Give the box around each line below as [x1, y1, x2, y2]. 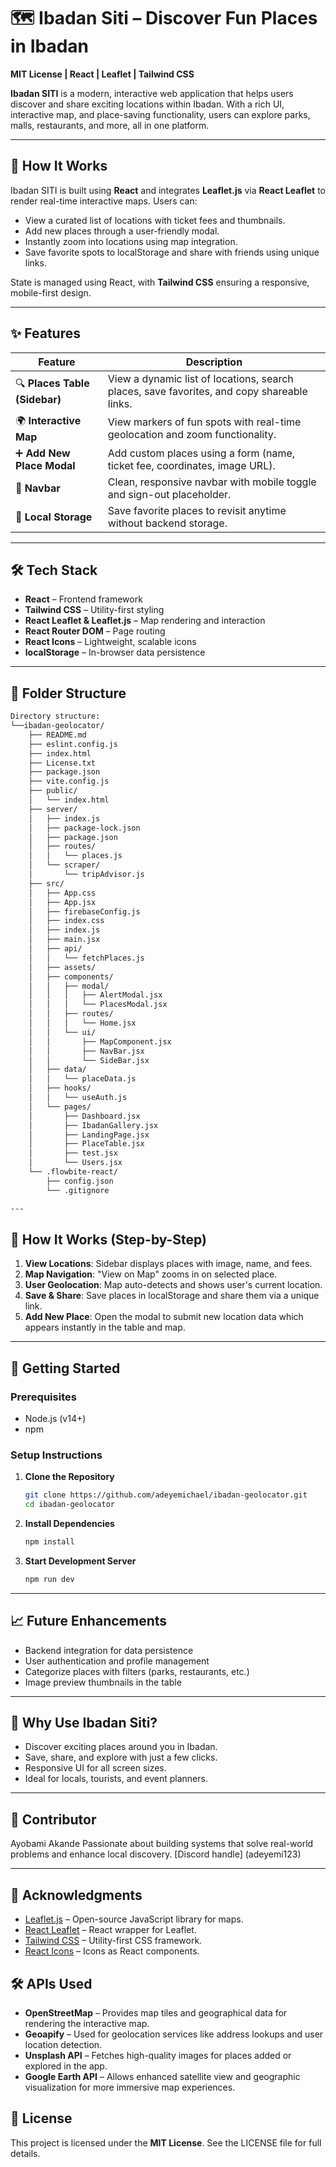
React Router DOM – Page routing [24, 625, 166, 637]
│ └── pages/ [28, 1101, 92, 1112]
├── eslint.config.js [28, 739, 118, 749]
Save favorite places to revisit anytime [107, 503, 287, 517]
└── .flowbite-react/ [28, 1167, 118, 1177]
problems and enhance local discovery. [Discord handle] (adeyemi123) [10, 1848, 302, 1860]
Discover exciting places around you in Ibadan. [24, 1741, 218, 1753]
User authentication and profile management [24, 1655, 210, 1667]
